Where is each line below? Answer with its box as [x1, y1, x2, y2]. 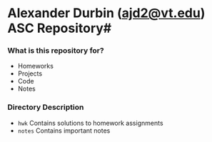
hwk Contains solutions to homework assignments [17, 118, 163, 127]
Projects [17, 69, 43, 78]
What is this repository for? [7, 46, 105, 56]
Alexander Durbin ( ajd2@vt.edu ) [7, 5, 206, 21]
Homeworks [17, 62, 54, 71]
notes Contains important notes [17, 126, 111, 135]
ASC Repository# [7, 20, 112, 36]
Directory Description [7, 102, 84, 112]
